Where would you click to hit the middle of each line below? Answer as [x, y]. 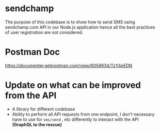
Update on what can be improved [73, 85]
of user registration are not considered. [44, 32]
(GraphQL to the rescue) [37, 124]
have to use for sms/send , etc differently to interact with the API [75, 119]
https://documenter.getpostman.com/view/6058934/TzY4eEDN [69, 65]
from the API [31, 96]
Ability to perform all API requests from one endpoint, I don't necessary [83, 114]
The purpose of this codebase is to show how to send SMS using [70, 22]
